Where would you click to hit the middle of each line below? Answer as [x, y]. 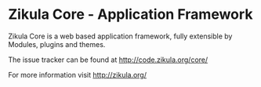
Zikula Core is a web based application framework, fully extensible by [120, 36]
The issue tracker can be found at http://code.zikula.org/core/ [108, 60]
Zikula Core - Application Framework [130, 14]
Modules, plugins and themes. [57, 44]
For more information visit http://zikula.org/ [78, 74]
